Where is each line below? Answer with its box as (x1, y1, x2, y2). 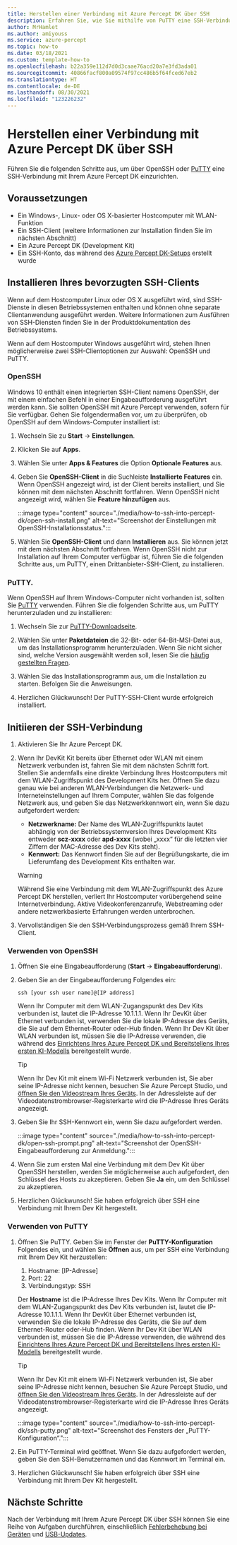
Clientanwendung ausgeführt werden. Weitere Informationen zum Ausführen (7, 310, 230, 318)
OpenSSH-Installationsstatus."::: (17, 523, 111, 532)
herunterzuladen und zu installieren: (7, 609, 112, 617)
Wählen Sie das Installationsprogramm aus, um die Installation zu (17, 672, 207, 681)
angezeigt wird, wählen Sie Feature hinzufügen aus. (17, 495, 171, 503)
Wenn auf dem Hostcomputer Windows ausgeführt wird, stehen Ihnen (7, 339, 211, 347)
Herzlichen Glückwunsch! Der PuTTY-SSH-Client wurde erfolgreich (17, 693, 214, 702)
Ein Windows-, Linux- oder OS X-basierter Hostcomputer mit (17, 211, 195, 220)
